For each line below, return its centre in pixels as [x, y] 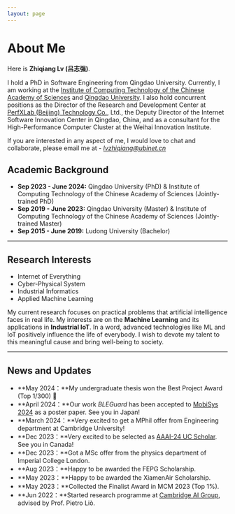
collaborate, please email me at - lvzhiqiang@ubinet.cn [87, 148]
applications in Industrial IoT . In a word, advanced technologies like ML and [116, 327]
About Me [36, 48]
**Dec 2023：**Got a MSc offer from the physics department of [112, 453]
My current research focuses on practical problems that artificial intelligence [117, 312]
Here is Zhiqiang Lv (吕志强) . [49, 68]
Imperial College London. [54, 461]
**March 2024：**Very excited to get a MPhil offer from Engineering [118, 420]
